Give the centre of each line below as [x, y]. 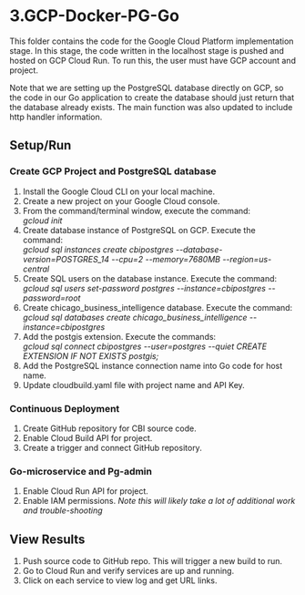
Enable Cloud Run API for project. [85, 491]
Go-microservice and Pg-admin [81, 471]
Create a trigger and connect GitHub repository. [112, 447]
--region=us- [247, 259]
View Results [47, 539]
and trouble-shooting [62, 510]
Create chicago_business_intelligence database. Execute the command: [158, 307]
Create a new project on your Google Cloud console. [121, 200]
